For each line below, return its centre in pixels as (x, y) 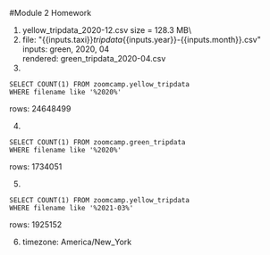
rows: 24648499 (40, 109)
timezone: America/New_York (77, 242)
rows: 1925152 (36, 225)
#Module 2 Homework (51, 13)
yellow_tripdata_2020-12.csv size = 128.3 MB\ (107, 30)
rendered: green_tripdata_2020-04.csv (94, 58)
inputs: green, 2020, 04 (66, 49)
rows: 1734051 (36, 167)
